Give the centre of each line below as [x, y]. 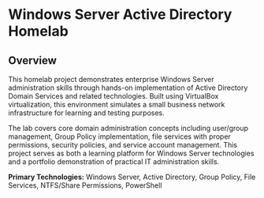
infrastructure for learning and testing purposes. [87, 113]
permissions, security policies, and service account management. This [123, 145]
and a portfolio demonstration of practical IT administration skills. [114, 162]
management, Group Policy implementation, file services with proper [119, 136]
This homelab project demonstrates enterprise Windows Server [111, 79]
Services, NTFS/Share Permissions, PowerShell [85, 185]
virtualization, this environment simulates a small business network [117, 105]
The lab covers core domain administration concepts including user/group [128, 128]
